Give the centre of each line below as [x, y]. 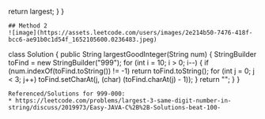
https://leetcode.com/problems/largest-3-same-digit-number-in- [123, 101]
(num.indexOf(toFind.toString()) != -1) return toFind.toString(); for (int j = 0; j [131, 71]
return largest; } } [36, 11]
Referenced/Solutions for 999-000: [67, 94]
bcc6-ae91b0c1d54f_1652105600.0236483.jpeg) [83, 39]
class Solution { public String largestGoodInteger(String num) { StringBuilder [132, 54]
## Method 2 [28, 26]
